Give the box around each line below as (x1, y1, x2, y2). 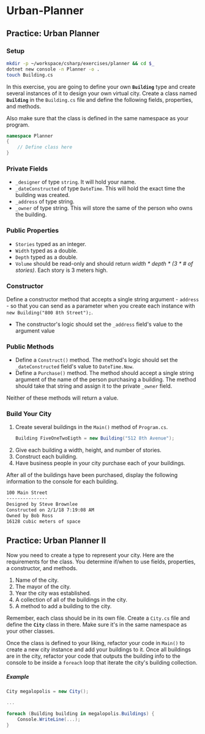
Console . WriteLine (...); (17, 716, 81, 723)
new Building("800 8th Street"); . (6, 308, 93, 316)
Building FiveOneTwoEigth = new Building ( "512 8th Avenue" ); (15, 435, 175, 442)
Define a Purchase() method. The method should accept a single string (15, 369, 195, 377)
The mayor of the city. (15, 583, 72, 590)
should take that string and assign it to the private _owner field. (15, 382, 173, 390)
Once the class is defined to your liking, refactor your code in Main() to (6, 639, 185, 647)
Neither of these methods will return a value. (6, 394, 119, 402)
